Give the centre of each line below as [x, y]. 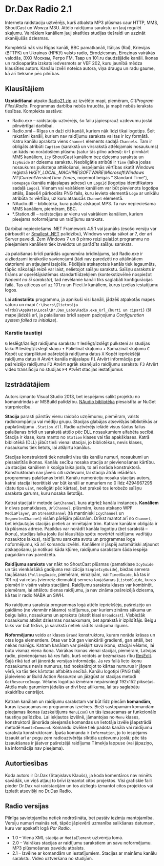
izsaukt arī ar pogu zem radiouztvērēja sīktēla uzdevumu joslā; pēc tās [76, 738]
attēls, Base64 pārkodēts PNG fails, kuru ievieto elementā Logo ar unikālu [85, 193]
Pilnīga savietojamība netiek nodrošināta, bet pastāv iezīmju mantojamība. [80, 818]
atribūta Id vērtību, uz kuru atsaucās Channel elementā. [68, 198]
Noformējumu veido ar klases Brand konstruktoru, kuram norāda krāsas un [80, 635]
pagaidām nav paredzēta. [31, 554]
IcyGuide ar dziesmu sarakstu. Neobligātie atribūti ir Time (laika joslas [82, 162]
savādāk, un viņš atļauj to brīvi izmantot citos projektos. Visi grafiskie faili [79, 781]
